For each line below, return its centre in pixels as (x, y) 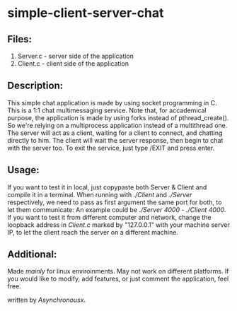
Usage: (24, 170)
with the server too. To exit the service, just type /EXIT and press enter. (111, 148)
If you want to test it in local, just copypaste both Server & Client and (107, 187)
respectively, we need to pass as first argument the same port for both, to (115, 202)
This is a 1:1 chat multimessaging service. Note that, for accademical (107, 110)
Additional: (32, 255)
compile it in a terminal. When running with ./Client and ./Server (100, 194)
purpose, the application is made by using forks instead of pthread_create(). (118, 117)
